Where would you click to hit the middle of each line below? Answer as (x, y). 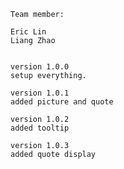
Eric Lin (28, 32)
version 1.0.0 (40, 67)
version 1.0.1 (40, 93)
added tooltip (40, 128)
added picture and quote (62, 102)
